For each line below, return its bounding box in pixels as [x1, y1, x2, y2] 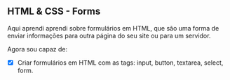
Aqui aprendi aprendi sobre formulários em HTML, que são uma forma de [7, 24, 219, 32]
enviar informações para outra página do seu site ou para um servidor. [7, 31, 211, 40]
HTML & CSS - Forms [7, 6, 101, 17]
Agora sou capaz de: [7, 45, 68, 53]
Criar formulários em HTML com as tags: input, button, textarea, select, [17, 58, 224, 67]
